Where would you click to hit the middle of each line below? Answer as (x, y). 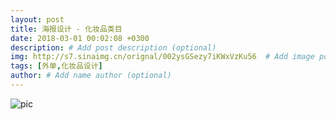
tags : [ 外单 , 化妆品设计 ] (56, 66)
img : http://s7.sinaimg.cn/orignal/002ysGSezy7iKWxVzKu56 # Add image (162, 57)
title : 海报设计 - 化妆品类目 (66, 29)
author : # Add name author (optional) (91, 76)
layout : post (37, 19)
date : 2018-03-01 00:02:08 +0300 (80, 38)
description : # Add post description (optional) (113, 47)
